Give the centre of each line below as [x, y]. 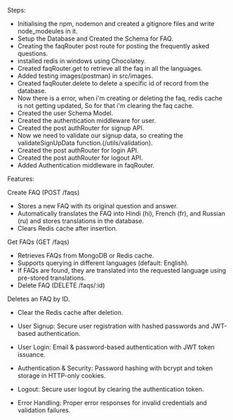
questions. [33, 53]
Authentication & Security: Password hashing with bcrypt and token [115, 368]
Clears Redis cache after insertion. [67, 228]
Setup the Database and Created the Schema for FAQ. [95, 39]
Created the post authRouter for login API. [78, 150]
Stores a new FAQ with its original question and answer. [98, 206]
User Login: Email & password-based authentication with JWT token [116, 347]
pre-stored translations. [52, 278]
